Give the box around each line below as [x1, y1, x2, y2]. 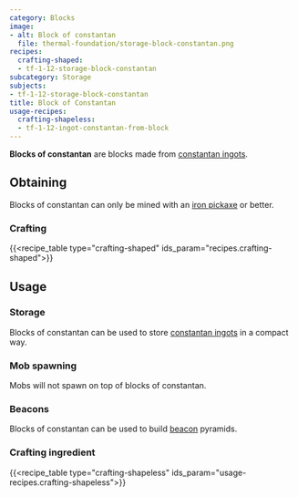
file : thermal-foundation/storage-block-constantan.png [17, 38, 234, 48]
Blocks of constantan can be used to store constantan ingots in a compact [9, 326, 289, 337]
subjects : [9, 81, 47, 90]
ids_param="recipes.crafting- [160, 243, 272, 254]
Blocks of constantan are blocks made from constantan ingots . [9, 149, 249, 160]
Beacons [9, 403, 50, 416]
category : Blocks [9, 13, 76, 23]
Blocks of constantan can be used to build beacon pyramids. [9, 423, 238, 434]
